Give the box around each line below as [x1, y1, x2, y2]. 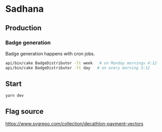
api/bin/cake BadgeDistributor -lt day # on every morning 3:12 [5, 65, 150, 70]
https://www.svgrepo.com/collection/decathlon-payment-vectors [5, 121, 144, 127]
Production [5, 24, 42, 32]
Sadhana [5, 3, 44, 15]
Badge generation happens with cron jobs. [5, 50, 95, 56]
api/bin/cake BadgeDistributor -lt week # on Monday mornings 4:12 [5, 60, 157, 66]
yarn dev [5, 93, 24, 98]
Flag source [5, 107, 44, 116]
